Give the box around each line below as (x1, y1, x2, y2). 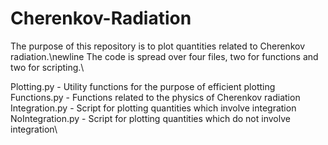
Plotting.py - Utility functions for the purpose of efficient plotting (10, 80, 276, 92)
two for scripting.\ (10, 61, 85, 73)
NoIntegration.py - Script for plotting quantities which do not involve (10, 112, 291, 124)
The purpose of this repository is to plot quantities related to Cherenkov (10, 40, 306, 52)
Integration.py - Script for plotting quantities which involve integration (10, 102, 297, 114)
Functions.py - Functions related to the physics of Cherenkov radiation (10, 91, 301, 103)
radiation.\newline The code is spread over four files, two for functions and (10, 50, 319, 62)
